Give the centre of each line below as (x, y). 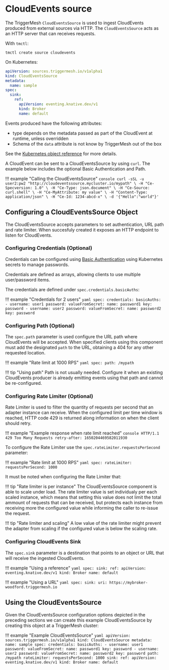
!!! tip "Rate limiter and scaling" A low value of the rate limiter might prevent (83, 523)
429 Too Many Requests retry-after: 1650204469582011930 (66, 438)
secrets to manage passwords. (37, 264)
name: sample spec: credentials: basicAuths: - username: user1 (74, 644)
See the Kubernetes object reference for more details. (61, 153)
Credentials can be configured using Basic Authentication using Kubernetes (84, 259)
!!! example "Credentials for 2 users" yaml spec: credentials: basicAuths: (83, 299)
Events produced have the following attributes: (54, 123)
